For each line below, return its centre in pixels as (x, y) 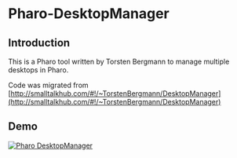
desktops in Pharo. (38, 70)
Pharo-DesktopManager (89, 14)
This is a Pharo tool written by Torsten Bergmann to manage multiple (119, 61)
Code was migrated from (48, 85)
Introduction (39, 43)
